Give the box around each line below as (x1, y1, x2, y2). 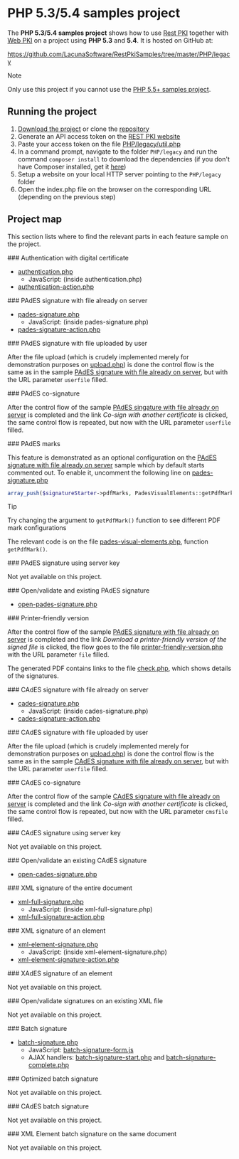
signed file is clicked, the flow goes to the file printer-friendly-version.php (7, 642, 223, 652)
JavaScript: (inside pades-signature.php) (28, 317, 149, 326)
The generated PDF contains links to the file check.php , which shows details (7, 664, 232, 673)
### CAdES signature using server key (7, 829, 121, 837)
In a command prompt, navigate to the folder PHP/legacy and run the (17, 147, 218, 156)
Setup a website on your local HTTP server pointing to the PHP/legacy (17, 169, 222, 179)
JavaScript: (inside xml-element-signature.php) (28, 948, 167, 956)
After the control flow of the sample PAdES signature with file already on (7, 628, 219, 636)
